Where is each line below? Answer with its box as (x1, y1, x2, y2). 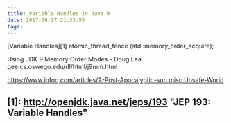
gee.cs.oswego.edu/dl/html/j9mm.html (7, 63, 118, 71)
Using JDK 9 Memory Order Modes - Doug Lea (7, 55, 142, 64)
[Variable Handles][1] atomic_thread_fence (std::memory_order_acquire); (7, 42, 214, 50)
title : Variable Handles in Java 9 (7, 10, 110, 17)
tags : (7, 23, 23, 30)
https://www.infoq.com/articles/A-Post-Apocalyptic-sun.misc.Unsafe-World (7, 76, 224, 84)
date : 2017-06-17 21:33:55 (7, 17, 85, 23)
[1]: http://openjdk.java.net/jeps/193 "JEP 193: (7, 96, 212, 108)
